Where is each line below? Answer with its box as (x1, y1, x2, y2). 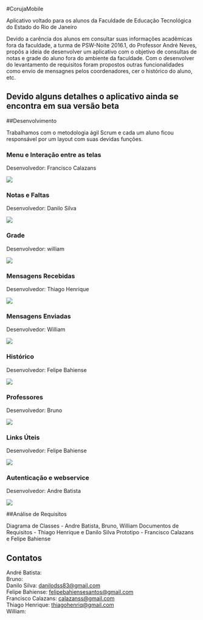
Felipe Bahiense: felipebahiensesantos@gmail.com (6, 588, 134, 596)
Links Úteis (6, 433, 40, 441)
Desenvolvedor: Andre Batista (6, 487, 81, 495)
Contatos (6, 553, 43, 563)
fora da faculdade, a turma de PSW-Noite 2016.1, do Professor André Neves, (6, 42, 198, 49)
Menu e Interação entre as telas (6, 150, 101, 159)
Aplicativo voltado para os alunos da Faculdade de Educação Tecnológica (6, 17, 191, 24)
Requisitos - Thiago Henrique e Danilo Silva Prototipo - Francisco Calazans (6, 529, 194, 536)
